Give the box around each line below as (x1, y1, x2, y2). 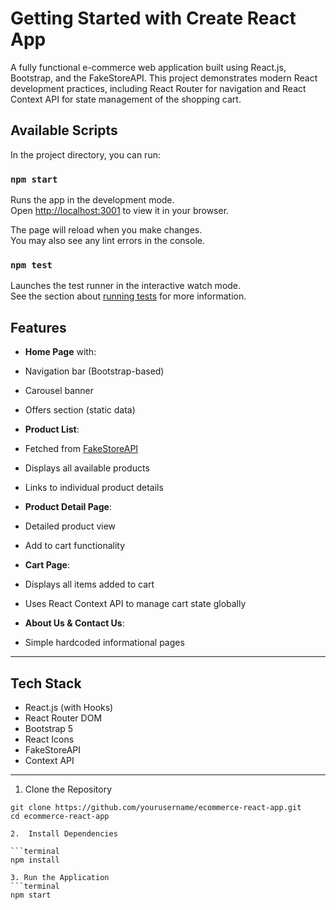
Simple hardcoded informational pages (24, 637, 185, 649)
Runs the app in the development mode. (10, 194, 175, 206)
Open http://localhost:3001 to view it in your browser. (10, 205, 230, 217)
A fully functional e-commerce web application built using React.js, (10, 61, 287, 73)
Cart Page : (24, 559, 70, 571)
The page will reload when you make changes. (10, 224, 203, 236)
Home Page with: (24, 346, 97, 358)
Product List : (24, 423, 80, 436)
